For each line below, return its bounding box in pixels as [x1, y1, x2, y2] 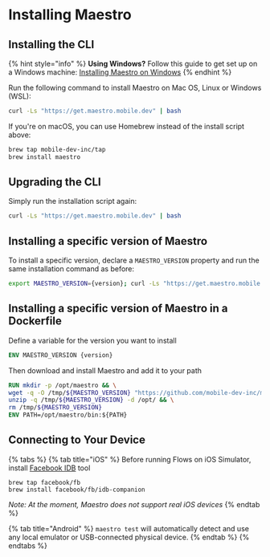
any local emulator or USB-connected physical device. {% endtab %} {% [8, 532, 250, 542]
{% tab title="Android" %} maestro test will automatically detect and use [8, 523, 249, 533]
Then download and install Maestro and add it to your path [8, 365, 202, 375]
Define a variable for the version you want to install [8, 335, 177, 345]
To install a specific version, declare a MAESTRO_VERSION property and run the [8, 255, 260, 266]
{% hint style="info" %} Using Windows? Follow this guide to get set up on [8, 59, 258, 68]
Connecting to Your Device [8, 433, 146, 447]
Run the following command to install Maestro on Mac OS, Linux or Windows [8, 83, 262, 92]
